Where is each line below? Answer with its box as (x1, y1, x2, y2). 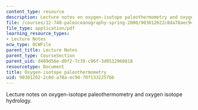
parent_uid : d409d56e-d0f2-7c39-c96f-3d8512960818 (6, 58, 133, 64)
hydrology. (6, 97, 32, 104)
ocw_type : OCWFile (6, 42, 51, 48)
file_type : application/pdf (6, 25, 75, 31)
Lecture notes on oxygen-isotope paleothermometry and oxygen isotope (6, 91, 183, 98)
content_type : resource (6, 8, 65, 15)
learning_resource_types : (6, 31, 70, 37)
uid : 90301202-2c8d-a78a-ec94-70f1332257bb (6, 75, 115, 80)
